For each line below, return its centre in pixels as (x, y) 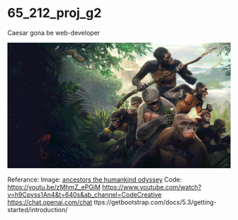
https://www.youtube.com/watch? (152, 187)
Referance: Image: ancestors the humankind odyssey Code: (95, 180)
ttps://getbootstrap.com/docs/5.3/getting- (155, 202)
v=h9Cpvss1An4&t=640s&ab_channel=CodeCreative (85, 195)
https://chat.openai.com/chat (50, 202)
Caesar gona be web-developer (54, 33)
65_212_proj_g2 (55, 13)
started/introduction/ (38, 210)
